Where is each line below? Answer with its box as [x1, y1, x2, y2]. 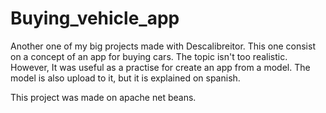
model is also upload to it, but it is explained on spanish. [10, 72, 241, 84]
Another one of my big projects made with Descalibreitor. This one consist [10, 40, 316, 52]
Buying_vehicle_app [10, 7, 180, 30]
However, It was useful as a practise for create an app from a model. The [10, 61, 311, 73]
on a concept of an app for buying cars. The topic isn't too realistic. [10, 50, 288, 62]
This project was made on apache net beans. [10, 91, 197, 103]
